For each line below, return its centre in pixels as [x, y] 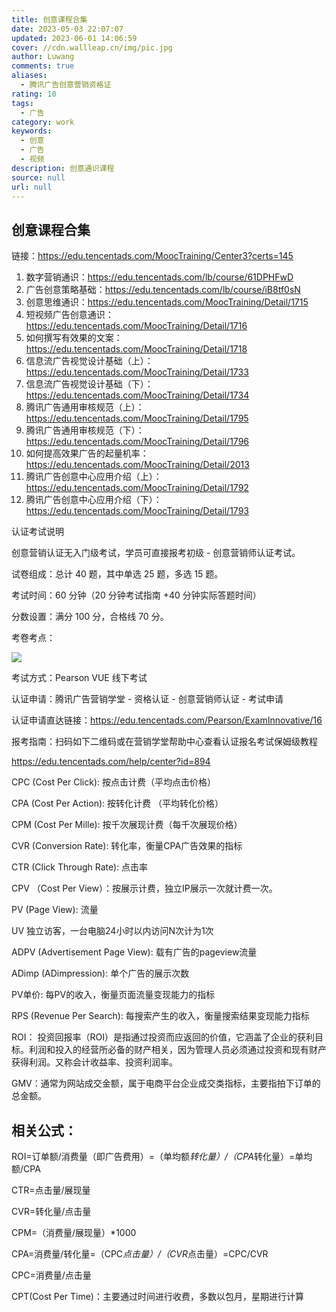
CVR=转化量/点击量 [51, 1211]
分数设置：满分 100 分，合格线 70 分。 [90, 617]
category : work [43, 122]
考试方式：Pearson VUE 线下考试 [79, 678]
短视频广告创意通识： [69, 315]
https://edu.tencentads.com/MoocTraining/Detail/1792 [137, 488]
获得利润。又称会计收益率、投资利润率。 [94, 1062]
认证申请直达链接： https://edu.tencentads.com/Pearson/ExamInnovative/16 [167, 720]
